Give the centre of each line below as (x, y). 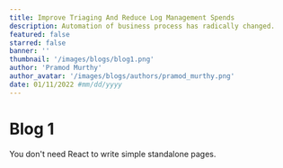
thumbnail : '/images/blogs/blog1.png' (82, 59)
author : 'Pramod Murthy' (56, 68)
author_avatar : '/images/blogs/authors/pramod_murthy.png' (122, 76)
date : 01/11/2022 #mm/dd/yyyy (66, 84)
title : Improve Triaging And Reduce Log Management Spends (122, 18)
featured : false (40, 34)
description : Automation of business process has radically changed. (142, 26)
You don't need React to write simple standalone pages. (113, 154)
